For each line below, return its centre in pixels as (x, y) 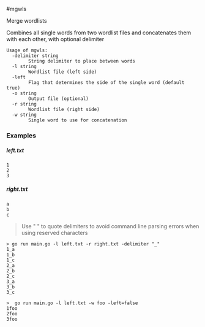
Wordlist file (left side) (63, 72)
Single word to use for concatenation (78, 120)
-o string (24, 93)
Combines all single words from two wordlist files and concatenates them (99, 33)
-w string (24, 115)
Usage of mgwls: (27, 50)
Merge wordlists (27, 21)
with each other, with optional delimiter (55, 39)
